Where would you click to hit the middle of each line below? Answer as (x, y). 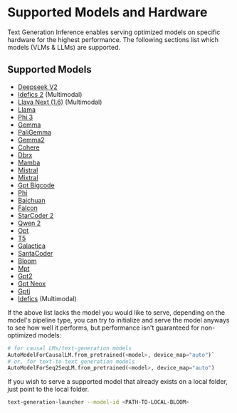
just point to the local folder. (48, 390)
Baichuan (31, 200)
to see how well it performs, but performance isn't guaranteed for (104, 328)
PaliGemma (35, 132)
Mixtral (28, 177)
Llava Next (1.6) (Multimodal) (60, 102)
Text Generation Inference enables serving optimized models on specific (114, 32)
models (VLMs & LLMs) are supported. (64, 47)
